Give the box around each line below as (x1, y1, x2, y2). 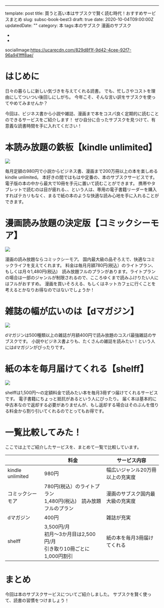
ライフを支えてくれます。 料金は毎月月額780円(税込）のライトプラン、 (13, 262, 156, 268)
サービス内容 (116, 457, 146, 464)
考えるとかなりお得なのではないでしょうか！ (5, 287, 95, 293)
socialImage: (5, 47, 31, 53)
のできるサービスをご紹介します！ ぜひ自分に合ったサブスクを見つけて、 (5, 117, 151, 122)
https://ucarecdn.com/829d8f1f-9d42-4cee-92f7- (30, 47, 132, 53)
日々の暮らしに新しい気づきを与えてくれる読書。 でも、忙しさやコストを (5, 88, 151, 94)
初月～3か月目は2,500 (44, 531, 96, 538)
